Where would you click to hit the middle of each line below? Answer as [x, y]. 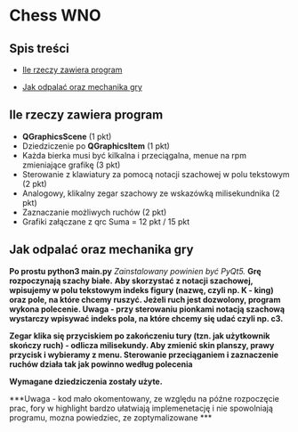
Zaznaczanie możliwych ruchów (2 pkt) [94, 212]
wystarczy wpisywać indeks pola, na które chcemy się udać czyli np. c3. [146, 318]
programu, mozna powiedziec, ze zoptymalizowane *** [111, 417]
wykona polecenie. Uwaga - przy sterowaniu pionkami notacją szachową [147, 309]
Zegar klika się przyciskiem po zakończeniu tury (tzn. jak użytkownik [140, 336]
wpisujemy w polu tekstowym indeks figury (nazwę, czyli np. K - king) [141, 289]
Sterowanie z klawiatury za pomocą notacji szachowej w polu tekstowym [156, 174]
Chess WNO [55, 16]
